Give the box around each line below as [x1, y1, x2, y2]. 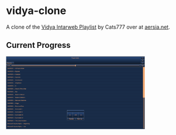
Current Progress [6, 40, 71, 50]
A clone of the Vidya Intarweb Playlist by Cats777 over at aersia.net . [6, 23, 170, 30]
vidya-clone [6, 4, 66, 18]
